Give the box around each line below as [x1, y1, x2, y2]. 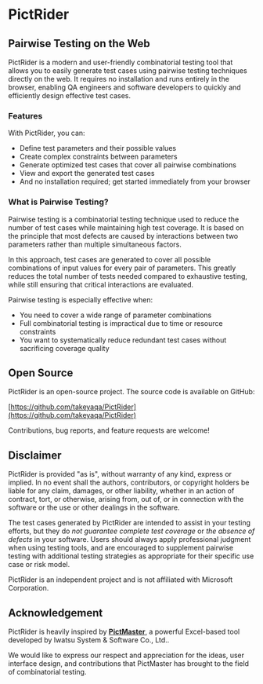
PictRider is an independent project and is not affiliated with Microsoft [8, 575, 233, 584]
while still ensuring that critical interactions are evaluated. [8, 280, 194, 289]
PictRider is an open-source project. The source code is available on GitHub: [8, 387, 255, 397]
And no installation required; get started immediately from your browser [19, 177, 250, 186]
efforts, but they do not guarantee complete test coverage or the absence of [8, 526, 255, 536]
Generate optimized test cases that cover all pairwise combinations [19, 160, 237, 170]
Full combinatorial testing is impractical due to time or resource [19, 318, 223, 327]
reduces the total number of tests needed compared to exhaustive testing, [8, 271, 248, 280]
